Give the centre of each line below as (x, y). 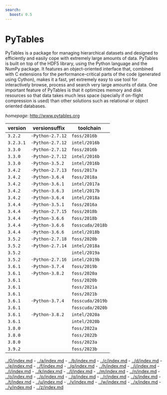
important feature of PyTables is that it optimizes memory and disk (74, 90)
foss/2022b (84, 335)
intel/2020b (86, 321)
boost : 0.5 (21, 14)
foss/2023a (84, 342)
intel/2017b (86, 191)
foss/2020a (84, 273)
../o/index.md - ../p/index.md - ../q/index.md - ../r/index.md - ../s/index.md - (83, 377)
